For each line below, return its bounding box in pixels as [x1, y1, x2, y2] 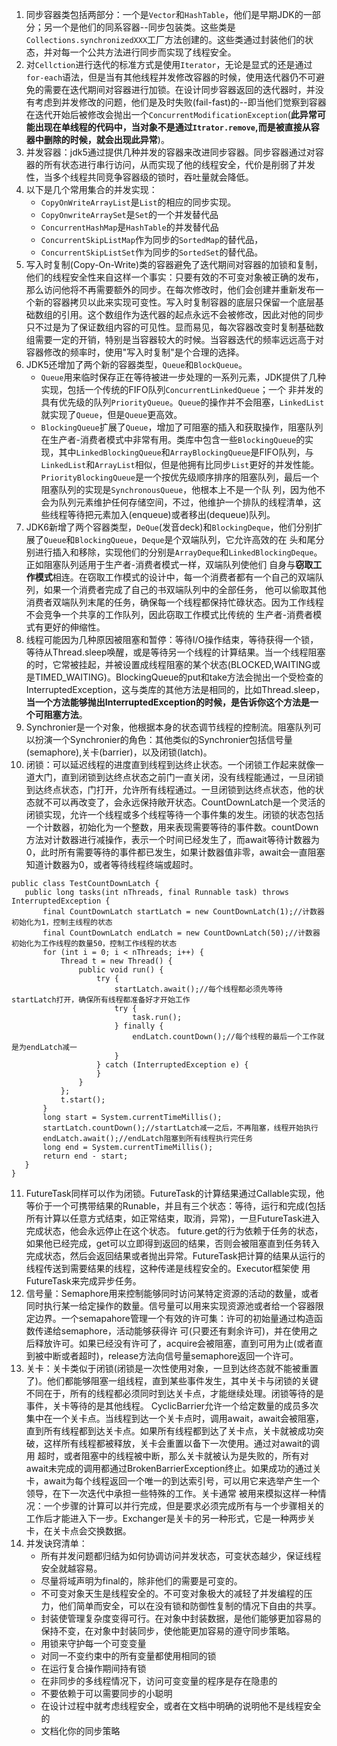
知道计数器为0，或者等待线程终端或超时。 [25, 859, 199, 870]
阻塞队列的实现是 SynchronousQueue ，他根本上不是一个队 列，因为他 [40, 484, 318, 495]
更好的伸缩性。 [43, 621, 106, 633]
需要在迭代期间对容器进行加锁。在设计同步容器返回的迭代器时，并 [43, 84, 316, 95]
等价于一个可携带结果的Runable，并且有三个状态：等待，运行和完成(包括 [25, 1200, 326, 1212]
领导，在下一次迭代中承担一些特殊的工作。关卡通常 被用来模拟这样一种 [25, 1488, 318, 1499]
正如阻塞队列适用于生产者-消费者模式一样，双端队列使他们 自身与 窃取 [25, 559, 314, 570]
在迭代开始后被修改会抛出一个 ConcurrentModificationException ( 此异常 [25, 109, 318, 120]
